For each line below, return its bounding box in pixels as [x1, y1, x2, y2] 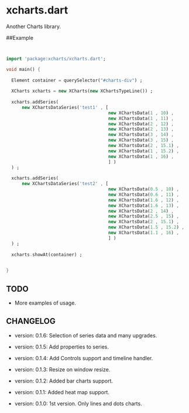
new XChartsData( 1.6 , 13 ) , [108, 203, 180, 209]
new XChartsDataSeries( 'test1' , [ [21, 104, 109, 110]
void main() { [6, 66, 41, 72]
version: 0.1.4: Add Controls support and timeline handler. [14, 354, 153, 361]
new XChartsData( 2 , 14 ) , [108, 208, 174, 214]
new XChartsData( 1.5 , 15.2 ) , [108, 224, 184, 230]
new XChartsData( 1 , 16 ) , [108, 153, 174, 159]
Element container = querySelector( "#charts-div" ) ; [11, 77, 143, 83]
